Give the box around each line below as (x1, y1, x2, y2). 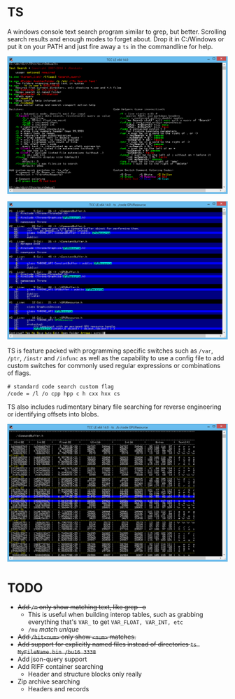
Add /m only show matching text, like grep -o (17, 603, 147, 611)
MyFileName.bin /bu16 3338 (17, 649, 97, 656)
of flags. (7, 369, 31, 377)
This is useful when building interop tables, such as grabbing (27, 611, 204, 619)
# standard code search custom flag (7, 383, 114, 390)
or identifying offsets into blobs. (7, 409, 99, 418)
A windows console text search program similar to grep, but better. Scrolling (7, 27, 227, 36)
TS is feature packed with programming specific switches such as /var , (7, 346, 213, 355)
